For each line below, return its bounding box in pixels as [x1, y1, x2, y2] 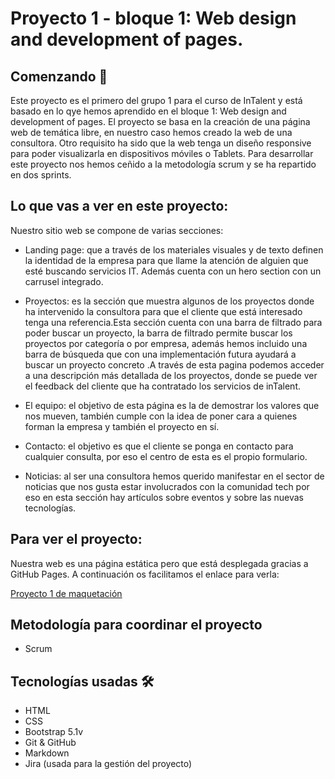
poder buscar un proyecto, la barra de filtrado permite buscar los [24, 327, 293, 339]
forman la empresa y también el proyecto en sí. [24, 420, 220, 432]
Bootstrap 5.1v [24, 726, 84, 738]
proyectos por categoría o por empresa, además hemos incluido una [24, 337, 308, 349]
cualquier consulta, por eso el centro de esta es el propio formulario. [24, 450, 308, 462]
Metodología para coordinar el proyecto [10, 617, 263, 634]
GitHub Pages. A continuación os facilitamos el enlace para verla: [10, 568, 280, 580]
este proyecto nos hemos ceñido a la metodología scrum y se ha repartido [10, 158, 317, 170]
